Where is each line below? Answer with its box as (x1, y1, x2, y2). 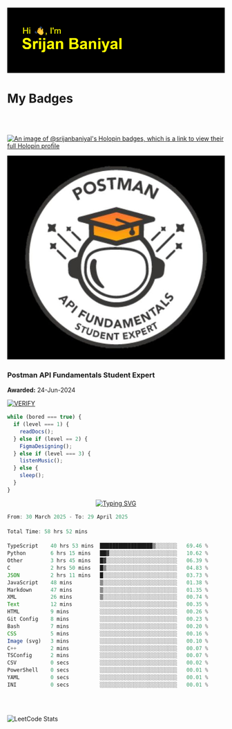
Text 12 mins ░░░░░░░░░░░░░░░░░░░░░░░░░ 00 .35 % (7, 601, 209, 608)
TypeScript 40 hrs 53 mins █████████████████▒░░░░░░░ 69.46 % (7, 543, 209, 550)
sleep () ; (19, 472, 45, 479)
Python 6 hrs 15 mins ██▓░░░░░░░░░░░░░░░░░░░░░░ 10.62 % (7, 550, 209, 557)
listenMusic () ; (19, 458, 64, 465)
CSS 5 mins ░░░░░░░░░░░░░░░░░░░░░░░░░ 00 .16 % (7, 630, 209, 637)
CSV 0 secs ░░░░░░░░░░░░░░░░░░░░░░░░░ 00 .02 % (7, 659, 209, 667)
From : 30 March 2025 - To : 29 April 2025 (7, 513, 128, 520)
